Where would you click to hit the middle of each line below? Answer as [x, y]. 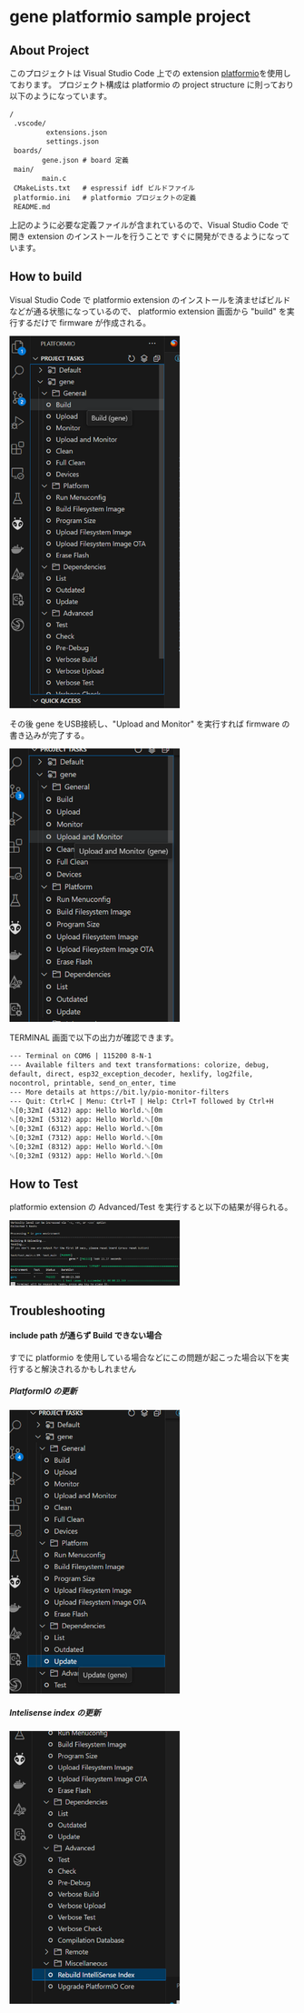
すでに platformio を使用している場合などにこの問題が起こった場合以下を [146, 1357]
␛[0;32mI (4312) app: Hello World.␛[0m [86, 1111]
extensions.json [76, 133]
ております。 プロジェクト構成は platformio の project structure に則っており [152, 85]
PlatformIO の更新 [44, 1391]
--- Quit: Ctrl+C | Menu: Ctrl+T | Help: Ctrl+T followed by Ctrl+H [142, 1102]
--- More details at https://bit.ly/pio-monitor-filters [119, 1093]
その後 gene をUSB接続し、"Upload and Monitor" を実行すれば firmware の [150, 724]
